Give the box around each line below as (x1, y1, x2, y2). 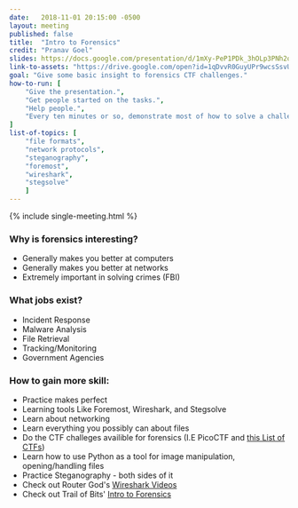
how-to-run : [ (9, 79, 62, 88)
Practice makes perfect (21, 394, 108, 405)
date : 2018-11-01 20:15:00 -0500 (9, 12, 141, 22)
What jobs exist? (9, 294, 82, 306)
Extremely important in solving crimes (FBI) (21, 272, 180, 282)
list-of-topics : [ (9, 129, 77, 138)
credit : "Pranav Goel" (9, 46, 93, 55)
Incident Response (21, 314, 90, 325)
